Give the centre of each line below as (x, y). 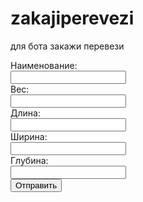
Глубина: (29, 160)
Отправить (36, 185)
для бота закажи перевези (67, 46)
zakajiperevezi (72, 18)
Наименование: (44, 65)
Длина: (25, 113)
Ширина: (29, 136)
